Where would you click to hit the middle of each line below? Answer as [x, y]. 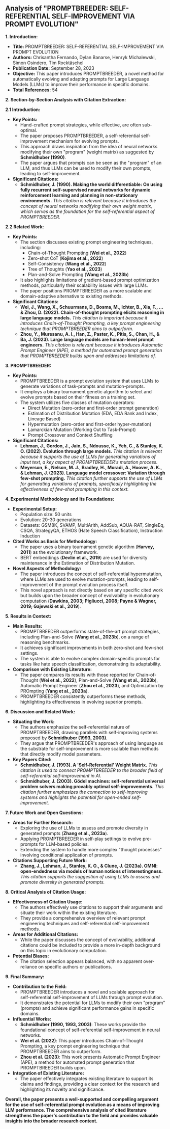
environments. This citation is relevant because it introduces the [88, 200]
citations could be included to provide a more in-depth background [90, 945]
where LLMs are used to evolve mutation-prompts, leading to [84, 579]
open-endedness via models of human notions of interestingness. [92, 871]
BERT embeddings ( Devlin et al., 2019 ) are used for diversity [84, 557]
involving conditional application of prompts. [66, 855]
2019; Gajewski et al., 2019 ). [50, 606]
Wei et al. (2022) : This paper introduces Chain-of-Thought [82, 1040]
